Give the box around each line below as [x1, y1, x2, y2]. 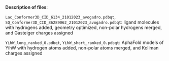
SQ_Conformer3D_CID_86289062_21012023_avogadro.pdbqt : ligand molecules [5, 19, 159, 25]
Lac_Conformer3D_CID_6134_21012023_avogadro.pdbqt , [5, 14, 116, 19]
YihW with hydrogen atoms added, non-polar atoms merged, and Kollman [5, 45, 159, 50]
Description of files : [5, 4, 48, 10]
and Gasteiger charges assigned [5, 30, 74, 35]
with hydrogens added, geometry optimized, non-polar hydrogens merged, [5, 24, 162, 30]
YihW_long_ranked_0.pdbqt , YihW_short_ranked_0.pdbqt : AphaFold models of [5, 39, 164, 45]
